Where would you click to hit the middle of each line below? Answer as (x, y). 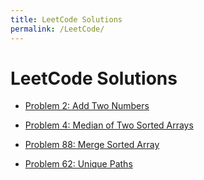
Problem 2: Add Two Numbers (87, 106)
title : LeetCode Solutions (66, 19)
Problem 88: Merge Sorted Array (92, 145)
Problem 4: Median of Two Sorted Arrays (109, 125)
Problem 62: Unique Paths (78, 164)
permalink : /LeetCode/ (57, 29)
